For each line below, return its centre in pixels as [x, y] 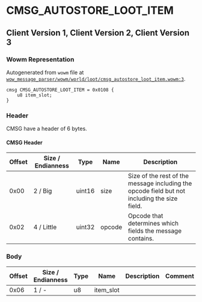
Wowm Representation [40, 59]
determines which [154, 224]
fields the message [155, 231]
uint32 [85, 227]
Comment [179, 276]
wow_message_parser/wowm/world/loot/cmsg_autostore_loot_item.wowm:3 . [96, 78]
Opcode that [146, 216]
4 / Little [45, 227]
